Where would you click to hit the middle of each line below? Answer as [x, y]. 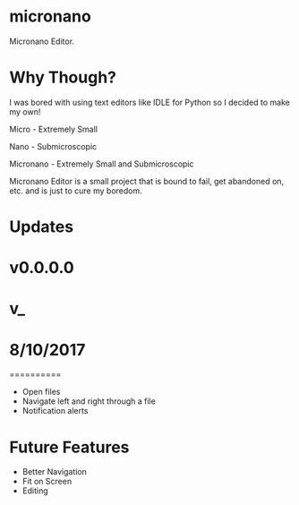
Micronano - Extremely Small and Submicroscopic [102, 164]
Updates [42, 227]
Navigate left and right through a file [89, 401]
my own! [25, 111]
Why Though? [63, 77]
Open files [41, 392]
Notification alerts [55, 411]
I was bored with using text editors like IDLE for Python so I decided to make [150, 102]
